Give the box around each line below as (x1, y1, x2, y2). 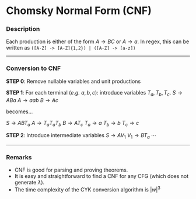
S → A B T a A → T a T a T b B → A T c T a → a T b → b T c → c (6, 119, 139, 128)
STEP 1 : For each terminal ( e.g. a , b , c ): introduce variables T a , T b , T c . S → (6, 89, 183, 97)
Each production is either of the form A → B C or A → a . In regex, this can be (6, 38, 190, 45)
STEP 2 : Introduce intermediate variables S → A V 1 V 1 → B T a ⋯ (6, 132, 156, 141)
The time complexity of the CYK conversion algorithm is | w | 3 (14, 185, 160, 193)
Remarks (6, 153, 32, 162)
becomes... (6, 108, 33, 115)
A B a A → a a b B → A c (6, 96, 59, 103)
